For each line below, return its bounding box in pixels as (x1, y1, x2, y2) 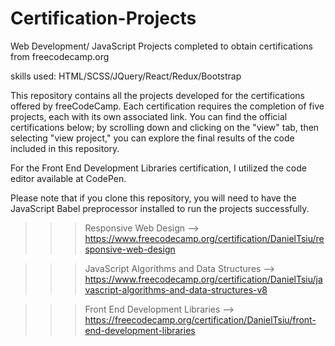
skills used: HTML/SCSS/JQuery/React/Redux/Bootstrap (10, 70, 242, 82)
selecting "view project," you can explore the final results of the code (10, 132, 295, 144)
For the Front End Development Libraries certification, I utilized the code (10, 162, 307, 174)
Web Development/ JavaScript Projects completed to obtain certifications (10, 40, 313, 52)
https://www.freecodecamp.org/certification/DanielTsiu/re (84, 232, 325, 244)
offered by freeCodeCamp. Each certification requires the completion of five (10, 100, 325, 112)
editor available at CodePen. (10, 172, 127, 184)
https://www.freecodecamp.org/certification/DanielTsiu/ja (84, 273, 323, 285)
